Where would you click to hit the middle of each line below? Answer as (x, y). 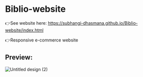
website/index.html (24, 30)
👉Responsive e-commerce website (42, 40)
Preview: (19, 58)
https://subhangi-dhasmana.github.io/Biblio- (93, 23)
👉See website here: (26, 23)
